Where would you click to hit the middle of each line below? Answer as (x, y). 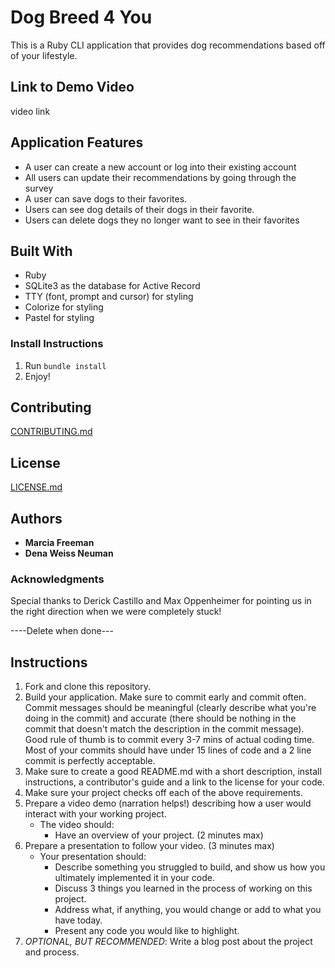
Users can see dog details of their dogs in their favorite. (139, 209)
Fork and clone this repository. (87, 687)
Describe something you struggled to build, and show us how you (190, 867)
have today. (78, 920)
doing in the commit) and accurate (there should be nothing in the (160, 718)
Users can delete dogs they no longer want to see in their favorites (162, 220)
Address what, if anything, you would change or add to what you (188, 910)
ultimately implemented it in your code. (134, 878)
